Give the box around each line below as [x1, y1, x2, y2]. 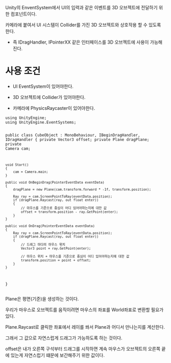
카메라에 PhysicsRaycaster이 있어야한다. [12, 105, 95, 111]
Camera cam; [5, 146, 31, 151]
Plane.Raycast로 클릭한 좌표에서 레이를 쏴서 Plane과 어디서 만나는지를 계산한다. [5, 324, 165, 330]
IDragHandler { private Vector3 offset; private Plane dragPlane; [5, 137, 150, 142]
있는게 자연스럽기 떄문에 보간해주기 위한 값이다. [10, 352, 105, 358]
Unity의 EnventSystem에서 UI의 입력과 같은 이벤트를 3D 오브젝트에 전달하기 [5, 5, 158, 10]
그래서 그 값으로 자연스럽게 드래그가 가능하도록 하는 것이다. [5, 335, 123, 341]
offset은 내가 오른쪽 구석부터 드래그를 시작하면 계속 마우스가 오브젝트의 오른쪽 [5, 346, 161, 352]
